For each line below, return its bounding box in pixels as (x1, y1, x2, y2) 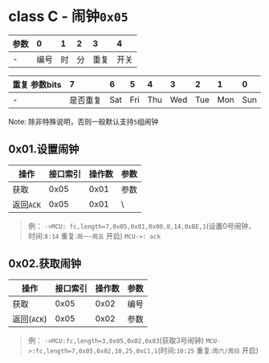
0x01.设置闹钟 (8, 142, 79, 157)
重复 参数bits (12, 79, 62, 90)
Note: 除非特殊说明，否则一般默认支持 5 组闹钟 (8, 116, 159, 126)
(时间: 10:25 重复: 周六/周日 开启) (157, 345, 259, 355)
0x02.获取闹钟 (8, 257, 82, 271)
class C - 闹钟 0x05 (8, 7, 128, 26)
